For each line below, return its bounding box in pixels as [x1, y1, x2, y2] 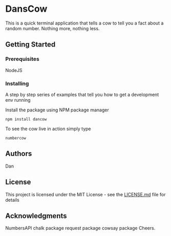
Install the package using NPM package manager [5, 107, 109, 113]
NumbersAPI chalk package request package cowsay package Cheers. [5, 225, 156, 231]
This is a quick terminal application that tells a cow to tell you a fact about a [5, 20, 164, 26]
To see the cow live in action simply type [5, 126, 91, 132]
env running [5, 97, 31, 103]
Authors [5, 149, 32, 158]
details [5, 197, 19, 203]
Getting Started [5, 40, 56, 49]
